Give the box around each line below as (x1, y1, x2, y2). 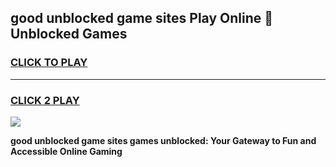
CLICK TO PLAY (10, 56, 88, 70)
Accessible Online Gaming (10, 145, 123, 157)
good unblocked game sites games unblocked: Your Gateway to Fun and (10, 134, 317, 146)
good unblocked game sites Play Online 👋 (10, 10, 273, 27)
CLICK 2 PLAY (10, 93, 80, 107)
